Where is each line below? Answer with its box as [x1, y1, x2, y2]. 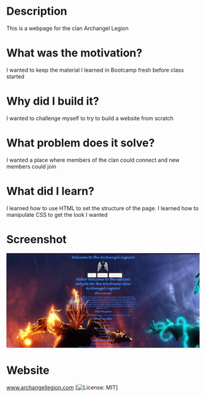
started [6, 72, 25, 80]
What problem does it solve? [6, 136, 155, 149]
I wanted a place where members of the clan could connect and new [6, 156, 180, 164]
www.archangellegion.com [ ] [6, 384, 118, 391]
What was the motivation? [6, 46, 143, 60]
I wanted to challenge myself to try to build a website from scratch [6, 115, 174, 122]
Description [6, 4, 67, 18]
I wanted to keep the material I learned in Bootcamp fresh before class [6, 66, 184, 74]
